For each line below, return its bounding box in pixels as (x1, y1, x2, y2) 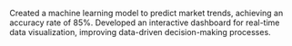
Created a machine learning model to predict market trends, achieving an (9, 8, 284, 18)
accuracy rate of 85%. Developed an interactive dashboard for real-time (9, 17, 280, 28)
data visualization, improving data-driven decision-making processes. (9, 27, 271, 37)
